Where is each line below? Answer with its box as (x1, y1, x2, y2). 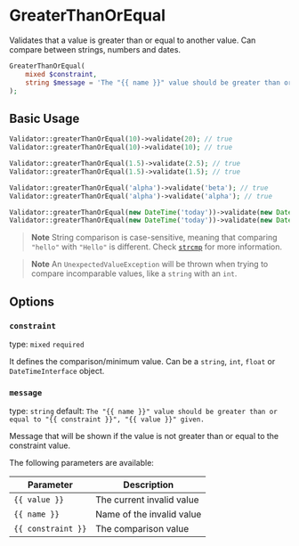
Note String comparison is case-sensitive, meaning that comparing (30, 232, 278, 243)
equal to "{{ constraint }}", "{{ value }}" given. (9, 415, 205, 424)
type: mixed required (9, 338, 85, 349)
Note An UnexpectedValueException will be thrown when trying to (30, 259, 269, 270)
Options (9, 294, 55, 309)
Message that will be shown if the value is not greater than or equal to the (9, 431, 279, 442)
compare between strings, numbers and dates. (9, 44, 181, 54)
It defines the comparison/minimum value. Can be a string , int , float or (9, 355, 276, 366)
